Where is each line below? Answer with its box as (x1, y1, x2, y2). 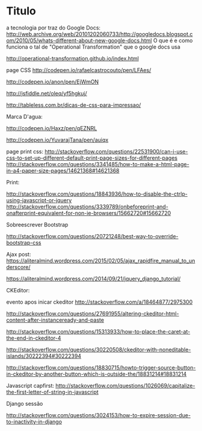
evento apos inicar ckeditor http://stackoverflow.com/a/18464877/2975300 (6, 298, 193, 306)
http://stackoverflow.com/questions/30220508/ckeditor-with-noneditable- (6, 346, 191, 353)
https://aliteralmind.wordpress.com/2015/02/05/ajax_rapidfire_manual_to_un (6, 257, 195, 264)
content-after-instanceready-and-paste (6, 316, 104, 324)
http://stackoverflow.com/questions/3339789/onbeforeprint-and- (6, 203, 168, 210)
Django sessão (6, 400, 43, 407)
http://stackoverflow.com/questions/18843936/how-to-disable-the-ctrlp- (6, 190, 188, 197)
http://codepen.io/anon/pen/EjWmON (6, 78, 99, 85)
